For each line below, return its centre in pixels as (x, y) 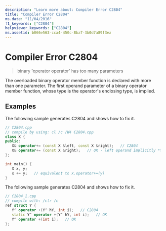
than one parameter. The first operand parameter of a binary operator (76, 86)
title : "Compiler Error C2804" (37, 14)
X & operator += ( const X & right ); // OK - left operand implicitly (83, 151)
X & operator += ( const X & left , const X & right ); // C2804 (75, 146)
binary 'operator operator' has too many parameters (70, 71)
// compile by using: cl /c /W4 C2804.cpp (49, 132)
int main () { (19, 164)
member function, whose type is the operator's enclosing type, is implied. (80, 91)
